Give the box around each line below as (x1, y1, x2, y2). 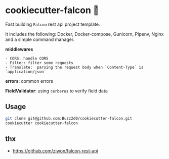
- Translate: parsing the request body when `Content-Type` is (5, 65, 144, 70)
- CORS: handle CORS (5, 56, 49, 61)
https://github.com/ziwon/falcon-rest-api (12, 148, 99, 154)
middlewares (5, 46, 33, 52)
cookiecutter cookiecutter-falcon (5, 121, 78, 126)
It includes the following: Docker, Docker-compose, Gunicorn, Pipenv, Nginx (5, 31, 164, 37)
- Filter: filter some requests (5, 60, 73, 65)
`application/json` (5, 69, 47, 74)
